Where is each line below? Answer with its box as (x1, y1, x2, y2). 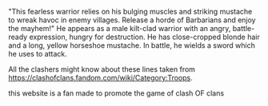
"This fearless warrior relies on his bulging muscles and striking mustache (8, 7, 253, 16)
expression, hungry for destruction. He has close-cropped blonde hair (29, 32, 260, 41)
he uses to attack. (8, 49, 67, 58)
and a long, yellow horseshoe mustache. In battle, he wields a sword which (8, 41, 256, 50)
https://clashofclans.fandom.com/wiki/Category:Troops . (8, 73, 194, 82)
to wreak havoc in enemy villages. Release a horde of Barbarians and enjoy (8, 15, 256, 25)
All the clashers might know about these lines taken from (8, 65, 196, 74)
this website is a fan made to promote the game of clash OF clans (8, 88, 225, 98)
